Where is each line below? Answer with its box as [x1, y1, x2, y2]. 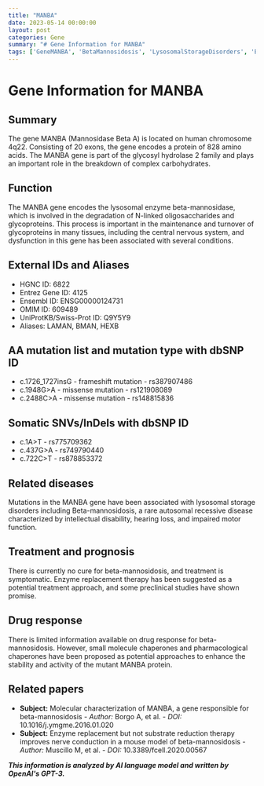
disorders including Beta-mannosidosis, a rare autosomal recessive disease [8, 506, 253, 515]
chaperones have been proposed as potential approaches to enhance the [8, 651, 246, 660]
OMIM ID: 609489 [19, 304, 79, 314]
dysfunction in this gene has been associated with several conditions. [8, 236, 234, 245]
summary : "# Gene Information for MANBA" [8, 41, 146, 49]
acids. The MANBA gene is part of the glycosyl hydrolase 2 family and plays [8, 151, 254, 159]
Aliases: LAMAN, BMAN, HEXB [19, 321, 119, 331]
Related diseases [8, 477, 94, 490]
